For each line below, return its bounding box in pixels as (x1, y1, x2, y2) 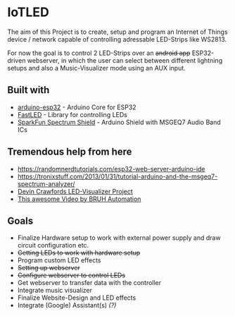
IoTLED (7, 4, 49, 20)
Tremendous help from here (7, 146, 132, 158)
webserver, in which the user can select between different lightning (27, 56, 223, 64)
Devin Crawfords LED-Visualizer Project (17, 187, 134, 195)
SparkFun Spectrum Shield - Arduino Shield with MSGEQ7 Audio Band (17, 118, 221, 126)
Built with (7, 84, 50, 96)
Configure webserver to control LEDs (17, 271, 125, 279)
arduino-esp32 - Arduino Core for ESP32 (17, 103, 136, 111)
